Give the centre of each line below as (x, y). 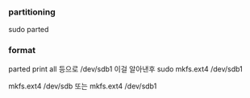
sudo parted (29, 30)
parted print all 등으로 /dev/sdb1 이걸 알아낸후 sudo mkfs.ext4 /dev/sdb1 (126, 69)
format (22, 51)
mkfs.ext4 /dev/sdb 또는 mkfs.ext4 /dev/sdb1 (83, 86)
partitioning (32, 12)
